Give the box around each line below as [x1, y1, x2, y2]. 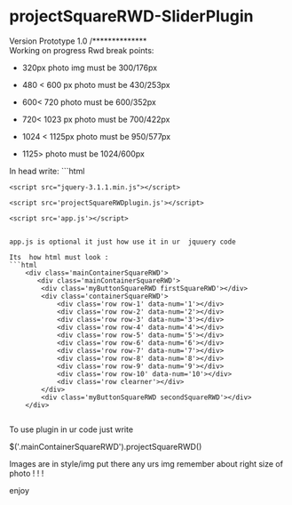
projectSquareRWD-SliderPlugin [9, 6, 254, 27]
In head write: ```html [9, 165, 85, 176]
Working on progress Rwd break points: [9, 44, 154, 55]
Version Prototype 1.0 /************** [9, 36, 147, 46]
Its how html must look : [9, 252, 109, 261]
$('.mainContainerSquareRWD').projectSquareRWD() [9, 441, 202, 452]
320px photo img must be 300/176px [21, 62, 158, 73]
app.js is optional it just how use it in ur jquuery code [9, 237, 237, 246]
